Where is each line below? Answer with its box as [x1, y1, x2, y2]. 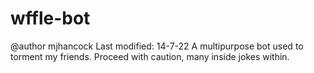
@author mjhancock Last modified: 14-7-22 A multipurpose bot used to [10, 40, 304, 52]
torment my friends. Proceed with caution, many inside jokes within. [10, 50, 290, 62]
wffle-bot [10, 7, 91, 30]
